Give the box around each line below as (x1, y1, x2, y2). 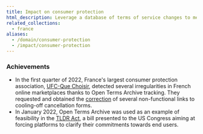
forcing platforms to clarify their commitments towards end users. (14, 121, 179, 129)
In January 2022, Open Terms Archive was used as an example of (14, 108, 180, 115)
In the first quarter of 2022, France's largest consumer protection (14, 76, 178, 83)
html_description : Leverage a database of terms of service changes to (6, 14, 190, 21)
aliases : (6, 31, 28, 37)
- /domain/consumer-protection (11, 37, 91, 43)
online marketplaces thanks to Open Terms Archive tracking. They (14, 89, 180, 97)
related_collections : (6, 20, 61, 26)
